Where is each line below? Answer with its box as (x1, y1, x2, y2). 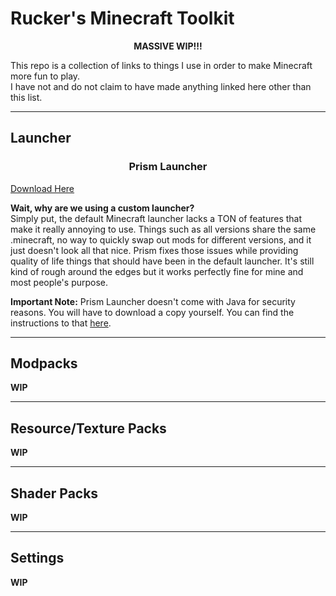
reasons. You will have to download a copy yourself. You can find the (10, 306, 295, 318)
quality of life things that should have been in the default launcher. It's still (10, 255, 315, 267)
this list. (10, 91, 43, 103)
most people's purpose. (10, 276, 109, 288)
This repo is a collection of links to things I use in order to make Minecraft (10, 59, 313, 71)
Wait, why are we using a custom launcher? (10, 202, 195, 214)
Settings (10, 550, 65, 567)
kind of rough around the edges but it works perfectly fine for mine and (10, 265, 304, 277)
